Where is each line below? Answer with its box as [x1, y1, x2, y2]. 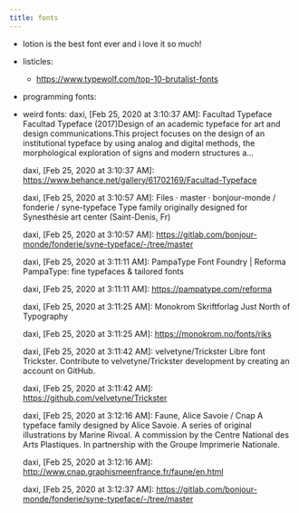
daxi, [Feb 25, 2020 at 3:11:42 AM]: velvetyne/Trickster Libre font [22, 346, 265, 357]
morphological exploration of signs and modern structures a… [22, 147, 254, 158]
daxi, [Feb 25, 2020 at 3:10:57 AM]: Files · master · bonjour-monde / [22, 192, 276, 202]
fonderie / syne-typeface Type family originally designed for [22, 202, 248, 212]
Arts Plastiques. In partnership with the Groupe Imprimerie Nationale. [22, 439, 281, 449]
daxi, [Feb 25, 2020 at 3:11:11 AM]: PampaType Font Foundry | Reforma [22, 256, 287, 267]
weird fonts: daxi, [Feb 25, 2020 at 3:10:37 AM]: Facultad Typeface [22, 108, 273, 119]
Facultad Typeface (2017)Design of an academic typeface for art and [22, 118, 281, 129]
